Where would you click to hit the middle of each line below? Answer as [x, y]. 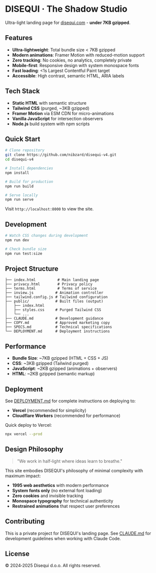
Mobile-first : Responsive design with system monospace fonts [75, 65]
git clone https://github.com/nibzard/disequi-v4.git [61, 155]
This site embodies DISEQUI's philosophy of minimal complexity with [74, 470]
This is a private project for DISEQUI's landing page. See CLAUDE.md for [78, 533]
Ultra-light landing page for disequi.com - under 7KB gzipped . [68, 23]
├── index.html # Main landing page [52, 280]
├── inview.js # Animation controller [54, 293]
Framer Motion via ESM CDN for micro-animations [63, 113]
